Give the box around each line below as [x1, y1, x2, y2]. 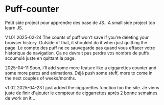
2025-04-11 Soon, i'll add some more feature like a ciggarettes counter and [5, 65, 157, 71]
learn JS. [5, 25, 23, 30]
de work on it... [5, 95, 36, 101]
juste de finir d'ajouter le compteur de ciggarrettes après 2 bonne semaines [5, 90, 158, 96]
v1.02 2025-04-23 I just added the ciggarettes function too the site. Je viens [5, 84, 160, 90]
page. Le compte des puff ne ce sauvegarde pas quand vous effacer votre [5, 45, 155, 51]
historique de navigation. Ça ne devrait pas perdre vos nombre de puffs [5, 50, 149, 56]
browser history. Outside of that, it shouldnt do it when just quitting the [5, 39, 148, 45]
